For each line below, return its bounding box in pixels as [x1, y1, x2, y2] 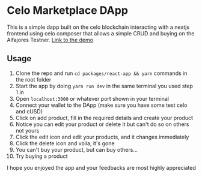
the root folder [15, 76, 52, 83]
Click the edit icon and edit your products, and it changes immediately [15, 133, 189, 140]
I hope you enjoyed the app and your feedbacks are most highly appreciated [7, 164, 196, 171]
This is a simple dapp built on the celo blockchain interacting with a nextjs [7, 23, 190, 31]
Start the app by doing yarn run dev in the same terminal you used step [15, 82, 193, 89]
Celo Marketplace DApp [7, 4, 129, 17]
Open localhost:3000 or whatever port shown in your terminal [15, 95, 169, 102]
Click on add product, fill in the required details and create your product [15, 114, 194, 121]
